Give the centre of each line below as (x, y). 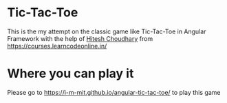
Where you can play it (71, 74)
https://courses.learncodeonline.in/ (57, 46)
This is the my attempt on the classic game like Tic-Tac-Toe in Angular (107, 31)
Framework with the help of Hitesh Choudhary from (80, 38)
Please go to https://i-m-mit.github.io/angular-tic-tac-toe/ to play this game (114, 92)
